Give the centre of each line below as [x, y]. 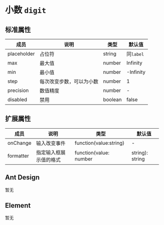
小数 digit [26, 10]
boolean [113, 100]
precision [18, 90]
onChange [20, 143]
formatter [18, 156]
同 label [135, 54]
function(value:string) [100, 143]
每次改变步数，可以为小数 [69, 81]
